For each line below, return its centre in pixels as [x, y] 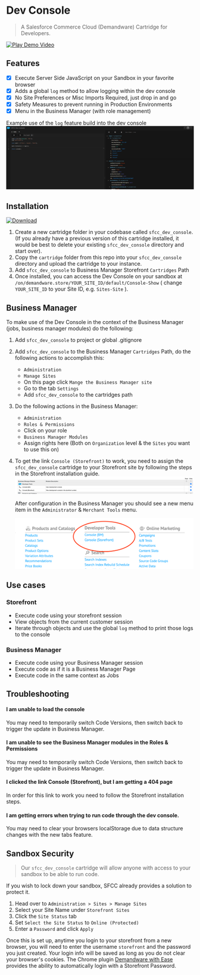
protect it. [18, 892]
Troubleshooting [38, 694]
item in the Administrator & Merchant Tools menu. [76, 510]
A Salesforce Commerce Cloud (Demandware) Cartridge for [94, 27]
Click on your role [45, 430]
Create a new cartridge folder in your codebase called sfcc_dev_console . [104, 232]
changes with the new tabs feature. [50, 835]
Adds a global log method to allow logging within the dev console [95, 91]
